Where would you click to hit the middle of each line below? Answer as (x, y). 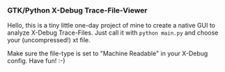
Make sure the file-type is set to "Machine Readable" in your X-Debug (108, 53)
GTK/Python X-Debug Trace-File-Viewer (77, 10)
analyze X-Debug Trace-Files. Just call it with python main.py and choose (113, 33)
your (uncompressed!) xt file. (49, 40)
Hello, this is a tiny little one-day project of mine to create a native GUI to (111, 26)
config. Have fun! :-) (36, 61)
